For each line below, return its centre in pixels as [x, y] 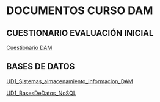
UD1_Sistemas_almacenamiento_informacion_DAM [70, 81]
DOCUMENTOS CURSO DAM [80, 11]
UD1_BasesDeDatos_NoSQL [41, 93]
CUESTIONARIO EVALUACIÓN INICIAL [80, 33]
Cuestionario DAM [29, 47]
